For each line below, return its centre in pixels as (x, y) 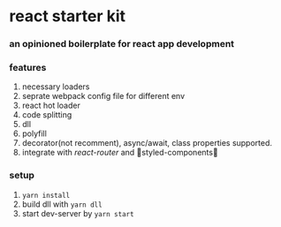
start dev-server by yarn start (78, 213)
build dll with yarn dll (62, 204)
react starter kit (68, 16)
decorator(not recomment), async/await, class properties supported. (147, 143)
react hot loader (51, 106)
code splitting (47, 115)
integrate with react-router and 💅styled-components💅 (120, 153)
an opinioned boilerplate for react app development (122, 44)
